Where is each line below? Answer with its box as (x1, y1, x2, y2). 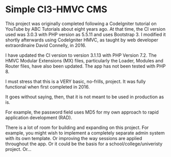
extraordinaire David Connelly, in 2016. (5, 42, 87, 48)
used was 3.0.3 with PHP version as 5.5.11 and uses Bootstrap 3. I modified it (5, 31, 166, 37)
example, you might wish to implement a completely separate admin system (5, 129, 165, 136)
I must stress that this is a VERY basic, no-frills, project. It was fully (5, 78, 146, 84)
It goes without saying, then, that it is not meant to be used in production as (5, 94, 164, 100)
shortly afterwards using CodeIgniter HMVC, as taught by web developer (5, 37, 159, 43)
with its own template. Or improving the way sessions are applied (5, 135, 142, 141)
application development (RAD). (5, 114, 72, 121)
